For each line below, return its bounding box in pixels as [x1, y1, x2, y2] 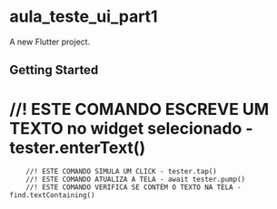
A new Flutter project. [9, 36, 91, 47]
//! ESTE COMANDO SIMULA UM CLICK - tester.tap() [25, 167, 218, 176]
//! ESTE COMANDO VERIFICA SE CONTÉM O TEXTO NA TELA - [25, 183, 242, 192]
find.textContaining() [9, 191, 95, 200]
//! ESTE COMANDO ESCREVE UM [9, 99, 270, 119]
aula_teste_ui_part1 [9, 6, 158, 27]
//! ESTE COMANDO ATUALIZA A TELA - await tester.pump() [25, 175, 246, 185]
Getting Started [9, 62, 99, 78]
